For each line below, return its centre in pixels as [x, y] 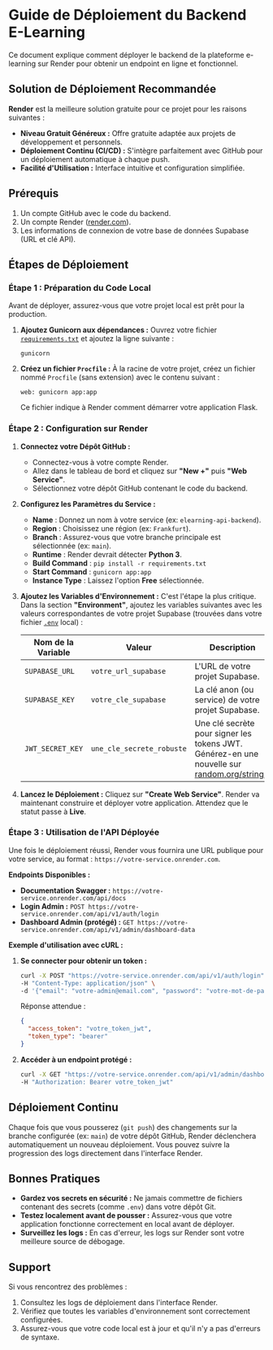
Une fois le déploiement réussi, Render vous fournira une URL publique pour [136, 850]
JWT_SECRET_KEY [54, 748]
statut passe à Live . [53, 811]
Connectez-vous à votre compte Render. [100, 462]
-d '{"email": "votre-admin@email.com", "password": [111, 991]
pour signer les [223, 733]
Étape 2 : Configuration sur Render [78, 429]
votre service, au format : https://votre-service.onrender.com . [115, 859]
